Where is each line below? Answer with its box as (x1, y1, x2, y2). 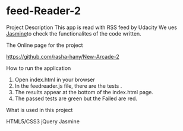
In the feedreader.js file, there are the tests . (14, 82, 122, 90)
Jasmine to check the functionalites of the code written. (6, 30, 141, 37)
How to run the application (6, 64, 71, 72)
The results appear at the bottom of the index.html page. (14, 88, 153, 95)
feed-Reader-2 (6, 4, 81, 18)
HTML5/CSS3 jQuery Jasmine (6, 117, 80, 125)
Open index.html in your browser (14, 76, 95, 83)
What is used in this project (6, 106, 73, 113)
